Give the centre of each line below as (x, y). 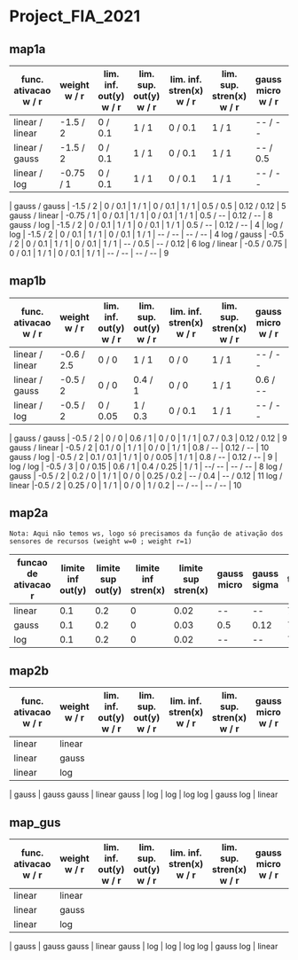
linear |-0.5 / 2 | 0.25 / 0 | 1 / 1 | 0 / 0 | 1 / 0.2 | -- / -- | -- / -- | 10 (125, 485)
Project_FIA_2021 (75, 16)
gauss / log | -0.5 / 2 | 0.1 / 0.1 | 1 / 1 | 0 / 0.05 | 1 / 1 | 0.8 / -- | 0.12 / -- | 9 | (143, 457)
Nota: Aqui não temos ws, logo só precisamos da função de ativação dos (146, 534)
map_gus (35, 822)
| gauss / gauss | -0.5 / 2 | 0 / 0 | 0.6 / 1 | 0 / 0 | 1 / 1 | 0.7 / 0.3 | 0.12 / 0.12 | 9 (148, 438)
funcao (32, 562)
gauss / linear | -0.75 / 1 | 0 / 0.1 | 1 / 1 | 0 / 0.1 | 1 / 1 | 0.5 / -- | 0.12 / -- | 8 (141, 215)
